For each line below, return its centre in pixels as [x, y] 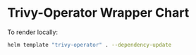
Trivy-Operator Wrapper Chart [98, 13]
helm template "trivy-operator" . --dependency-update [90, 45]
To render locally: [33, 32]
